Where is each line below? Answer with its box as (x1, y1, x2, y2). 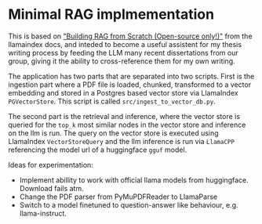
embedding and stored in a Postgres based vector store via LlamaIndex (8, 88, 238, 97)
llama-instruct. (19, 208, 67, 218)
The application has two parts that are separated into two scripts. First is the (8, 71, 255, 81)
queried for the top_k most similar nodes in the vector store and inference (8, 120, 246, 129)
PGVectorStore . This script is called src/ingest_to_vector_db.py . (8, 96, 216, 106)
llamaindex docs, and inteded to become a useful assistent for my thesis (8, 39, 242, 49)
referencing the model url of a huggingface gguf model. (8, 145, 187, 154)
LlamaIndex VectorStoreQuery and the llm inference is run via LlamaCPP (8, 136, 235, 146)
